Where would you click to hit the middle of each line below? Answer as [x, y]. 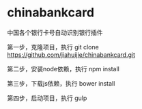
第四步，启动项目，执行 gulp [47, 98]
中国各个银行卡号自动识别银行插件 [55, 32]
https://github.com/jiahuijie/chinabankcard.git [71, 54]
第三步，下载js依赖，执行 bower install [61, 83]
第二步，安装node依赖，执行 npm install [63, 69]
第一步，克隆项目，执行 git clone [53, 47]
